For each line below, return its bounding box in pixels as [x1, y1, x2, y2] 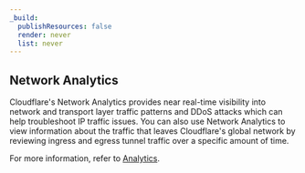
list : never [17, 38, 64, 48]
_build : [9, 13, 39, 23]
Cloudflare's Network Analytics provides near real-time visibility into [9, 97, 267, 107]
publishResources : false [17, 22, 112, 31]
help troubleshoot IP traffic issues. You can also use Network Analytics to [9, 116, 286, 127]
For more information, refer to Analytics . [9, 153, 161, 164]
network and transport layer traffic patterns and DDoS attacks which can [9, 107, 283, 117]
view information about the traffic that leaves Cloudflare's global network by [9, 126, 296, 137]
